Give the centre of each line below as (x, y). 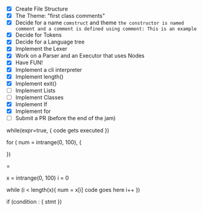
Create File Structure (42, 9)
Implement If (31, 104)
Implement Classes (39, 97)
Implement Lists (35, 90)
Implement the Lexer (41, 49)
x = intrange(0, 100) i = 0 (38, 178)
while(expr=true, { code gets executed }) (58, 130)
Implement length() (39, 77)
